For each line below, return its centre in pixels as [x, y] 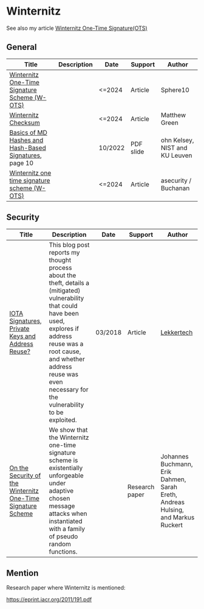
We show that [68, 429]
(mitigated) [65, 290]
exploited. [63, 420]
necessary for [69, 389]
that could [63, 306]
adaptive [61, 490]
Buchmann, [177, 464]
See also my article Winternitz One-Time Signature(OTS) [77, 28]
